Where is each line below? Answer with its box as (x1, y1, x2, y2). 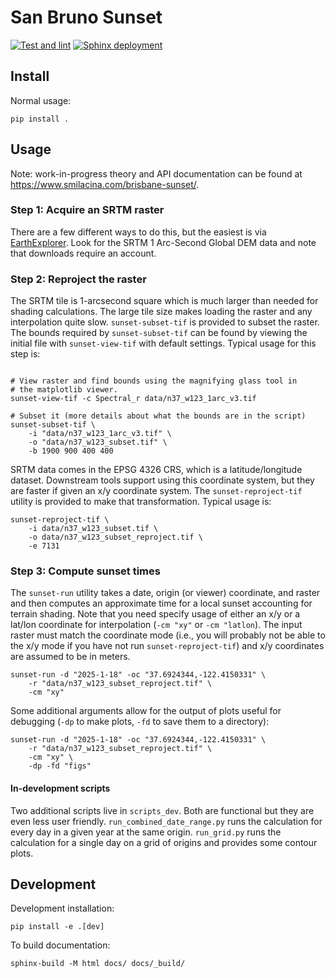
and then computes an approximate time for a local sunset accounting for (10, 597, 313, 610)
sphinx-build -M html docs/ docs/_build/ (10, 959, 186, 969)
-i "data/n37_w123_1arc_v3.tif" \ (28, 429, 172, 439)
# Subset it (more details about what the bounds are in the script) (10, 411, 307, 421)
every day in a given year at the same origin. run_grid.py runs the (10, 826, 282, 838)
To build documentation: (10, 939, 111, 951)
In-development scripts (10, 782, 111, 795)
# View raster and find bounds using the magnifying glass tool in (10, 376, 298, 386)
